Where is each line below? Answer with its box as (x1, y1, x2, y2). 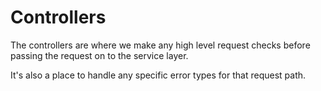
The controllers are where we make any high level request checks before (10, 39, 311, 51)
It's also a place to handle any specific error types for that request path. (10, 69, 307, 81)
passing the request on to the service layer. (10, 49, 189, 61)
